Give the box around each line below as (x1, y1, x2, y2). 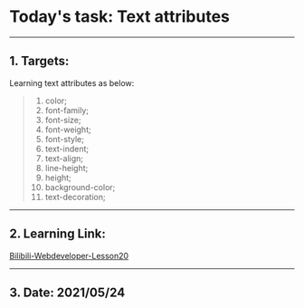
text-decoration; (44, 191, 106, 202)
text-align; (44, 152, 84, 164)
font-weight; (44, 124, 92, 135)
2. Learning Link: (9, 226, 106, 242)
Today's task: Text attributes (9, 6, 231, 27)
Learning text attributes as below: (9, 77, 135, 88)
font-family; (44, 104, 89, 115)
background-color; (44, 181, 116, 192)
